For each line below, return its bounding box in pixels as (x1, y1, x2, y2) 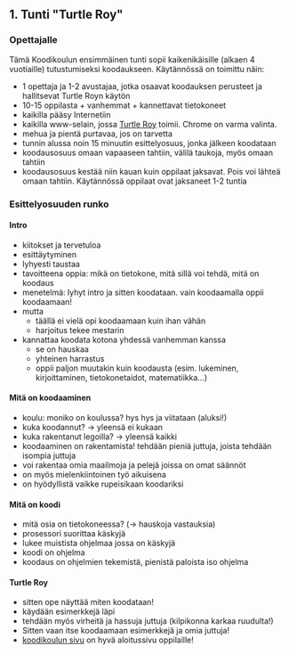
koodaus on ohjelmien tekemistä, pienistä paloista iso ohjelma (21, 557, 249, 568)
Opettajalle (9, 34, 58, 46)
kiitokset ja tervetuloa (21, 240, 101, 250)
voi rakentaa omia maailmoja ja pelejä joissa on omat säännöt (21, 460, 246, 470)
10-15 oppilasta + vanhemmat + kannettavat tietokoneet (21, 100, 227, 110)
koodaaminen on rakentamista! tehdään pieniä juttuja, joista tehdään (21, 441, 272, 452)
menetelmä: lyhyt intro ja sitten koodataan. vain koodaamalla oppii (21, 287, 264, 298)
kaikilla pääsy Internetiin (21, 109, 111, 119)
